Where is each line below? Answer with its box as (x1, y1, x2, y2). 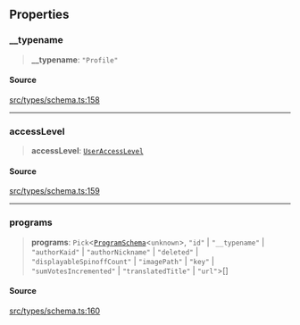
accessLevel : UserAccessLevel (30, 146, 145, 156)
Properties (9, 7, 70, 22)
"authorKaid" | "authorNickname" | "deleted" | (30, 246, 199, 257)
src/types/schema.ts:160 (9, 305, 101, 316)
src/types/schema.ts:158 (9, 94, 100, 105)
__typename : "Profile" (30, 54, 119, 65)
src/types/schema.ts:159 (9, 186, 100, 196)
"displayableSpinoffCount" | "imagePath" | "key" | (30, 255, 214, 266)
